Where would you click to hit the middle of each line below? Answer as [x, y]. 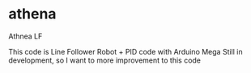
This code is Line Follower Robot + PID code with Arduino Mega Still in [125, 51]
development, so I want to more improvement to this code [104, 60]
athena [32, 14]
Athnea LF [26, 36]
